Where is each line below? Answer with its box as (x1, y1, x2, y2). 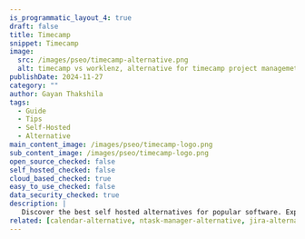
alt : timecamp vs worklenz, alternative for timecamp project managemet (17, 65, 299, 74)
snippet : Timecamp (9, 38, 79, 48)
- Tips (17, 115, 43, 124)
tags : (9, 97, 30, 107)
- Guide (17, 106, 47, 115)
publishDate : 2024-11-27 (9, 73, 103, 82)
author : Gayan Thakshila (9, 89, 103, 98)
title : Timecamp (9, 30, 71, 39)
